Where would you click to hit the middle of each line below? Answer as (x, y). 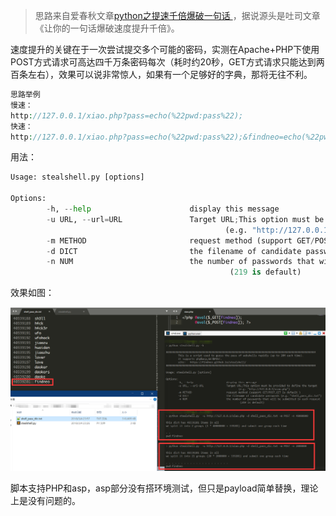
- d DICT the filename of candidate (174, 251)
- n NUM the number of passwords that (180, 262)
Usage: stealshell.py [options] (77, 177)
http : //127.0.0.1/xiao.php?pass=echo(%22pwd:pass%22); (127, 115)
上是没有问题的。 (45, 501)
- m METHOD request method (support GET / (180, 240)
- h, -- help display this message (163, 209)
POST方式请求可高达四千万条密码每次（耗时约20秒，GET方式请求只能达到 (163, 62)
